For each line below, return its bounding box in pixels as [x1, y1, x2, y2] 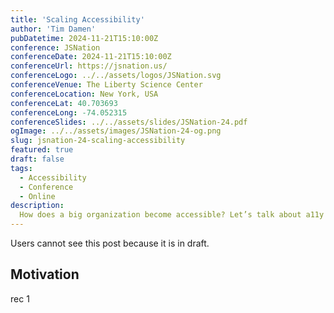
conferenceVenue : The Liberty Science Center [10, 80, 203, 90]
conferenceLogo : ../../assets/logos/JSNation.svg [10, 71, 222, 81]
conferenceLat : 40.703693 [10, 98, 118, 108]
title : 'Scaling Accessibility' [10, 14, 145, 25]
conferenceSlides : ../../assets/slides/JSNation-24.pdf [10, 117, 248, 127]
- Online [19, 191, 56, 201]
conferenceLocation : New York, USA [10, 89, 159, 99]
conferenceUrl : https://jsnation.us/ [10, 61, 168, 71]
